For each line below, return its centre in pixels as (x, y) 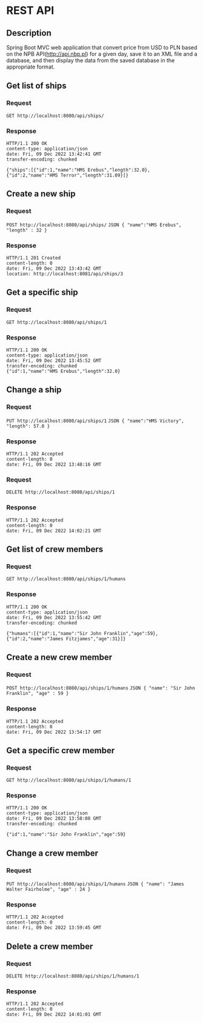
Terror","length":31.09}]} (95, 175)
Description (29, 33)
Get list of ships (36, 86)
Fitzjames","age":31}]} (96, 639)
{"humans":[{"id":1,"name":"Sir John (54, 633)
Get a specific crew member (61, 750)
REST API (30, 11)
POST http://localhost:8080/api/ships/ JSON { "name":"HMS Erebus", (94, 225)
